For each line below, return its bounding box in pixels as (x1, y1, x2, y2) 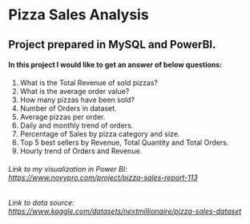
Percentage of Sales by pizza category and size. (19, 128, 180, 138)
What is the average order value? (19, 86, 130, 96)
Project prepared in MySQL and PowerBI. (8, 38, 216, 51)
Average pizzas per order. (19, 112, 106, 121)
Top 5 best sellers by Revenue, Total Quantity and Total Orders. (19, 137, 229, 147)
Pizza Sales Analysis (8, 6, 150, 24)
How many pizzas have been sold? (19, 95, 135, 104)
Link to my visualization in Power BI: (8, 165, 127, 174)
